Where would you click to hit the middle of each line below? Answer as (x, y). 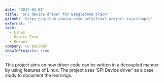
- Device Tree (24, 37)
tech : (11, 28)
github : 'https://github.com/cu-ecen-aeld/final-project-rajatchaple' (79, 19)
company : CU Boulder (26, 46)
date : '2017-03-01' (25, 10)
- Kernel (18, 42)
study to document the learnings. (39, 75)
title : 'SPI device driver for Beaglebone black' (57, 14)
